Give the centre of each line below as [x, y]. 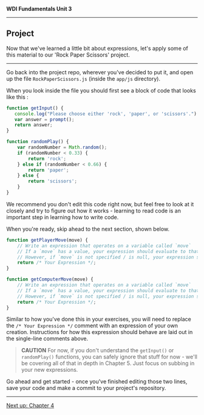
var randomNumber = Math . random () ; [62, 148]
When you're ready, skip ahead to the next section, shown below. [88, 229]
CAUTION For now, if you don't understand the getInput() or [97, 350]
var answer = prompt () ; [44, 119]
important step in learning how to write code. [63, 217]
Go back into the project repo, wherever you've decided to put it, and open [100, 72]
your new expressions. [49, 370]
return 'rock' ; [47, 159]
